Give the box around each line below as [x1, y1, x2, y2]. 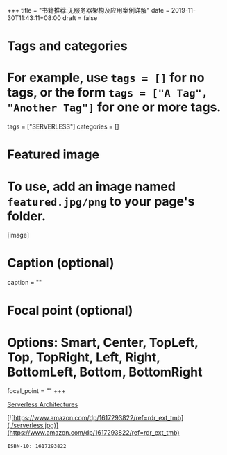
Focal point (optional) [7, 303, 133, 318]
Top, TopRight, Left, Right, [7, 349, 161, 365]
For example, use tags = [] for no [7, 70, 205, 85]
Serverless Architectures [7, 400, 78, 408]
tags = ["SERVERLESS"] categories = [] [7, 122, 119, 131]
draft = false [62, 14, 98, 22]
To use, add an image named [7, 179, 176, 195]
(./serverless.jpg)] [7, 421, 59, 429]
